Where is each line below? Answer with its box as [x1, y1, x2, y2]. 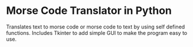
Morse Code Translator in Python [6, 4, 172, 17]
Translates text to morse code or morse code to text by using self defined [6, 23, 185, 30]
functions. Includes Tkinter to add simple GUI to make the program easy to [6, 29, 188, 36]
